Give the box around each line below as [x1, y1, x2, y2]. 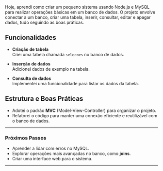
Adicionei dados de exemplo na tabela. [12, 66, 90, 72]
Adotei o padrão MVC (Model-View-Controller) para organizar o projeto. [12, 108, 157, 113]
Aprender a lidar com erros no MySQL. [12, 145, 90, 151]
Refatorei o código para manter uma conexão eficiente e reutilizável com [12, 112, 158, 118]
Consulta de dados [12, 75, 51, 81]
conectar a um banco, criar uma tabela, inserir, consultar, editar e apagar [5, 15, 151, 20]
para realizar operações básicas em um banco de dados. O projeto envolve [5, 9, 156, 15]
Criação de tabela [12, 46, 49, 52]
